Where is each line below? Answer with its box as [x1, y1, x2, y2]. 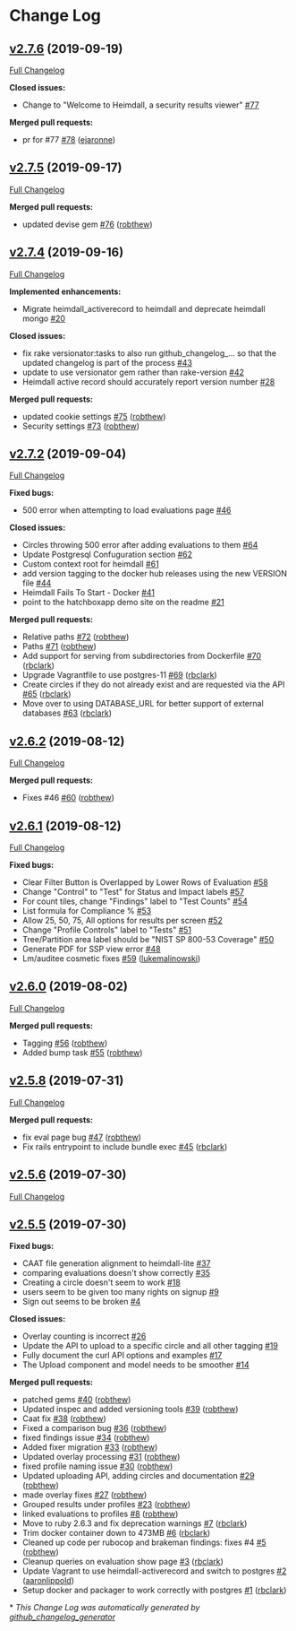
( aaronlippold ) [21, 1575, 74, 1586]
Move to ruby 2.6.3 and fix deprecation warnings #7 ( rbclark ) [21, 1518, 248, 1529]
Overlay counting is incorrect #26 [21, 1331, 147, 1341]
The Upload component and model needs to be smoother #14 [21, 1359, 249, 1370]
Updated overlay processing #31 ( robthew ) [21, 1452, 181, 1462]
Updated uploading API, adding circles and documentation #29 [21, 1471, 255, 1481]
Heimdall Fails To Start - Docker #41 [21, 587, 155, 598]
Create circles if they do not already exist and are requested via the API [21, 679, 285, 690]
